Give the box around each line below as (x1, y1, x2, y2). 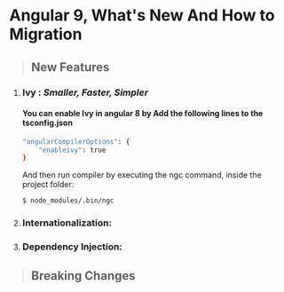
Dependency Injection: (21, 241, 122, 253)
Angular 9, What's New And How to (9, 5, 275, 26)
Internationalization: (21, 217, 113, 229)
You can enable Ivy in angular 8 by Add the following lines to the (21, 108, 264, 119)
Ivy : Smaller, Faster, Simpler (21, 86, 149, 99)
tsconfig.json (21, 117, 74, 129)
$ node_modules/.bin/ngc (21, 196, 114, 205)
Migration (9, 24, 83, 44)
